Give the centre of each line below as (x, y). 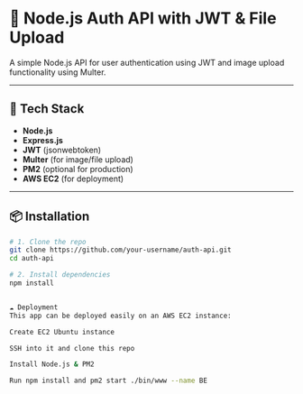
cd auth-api (32, 259)
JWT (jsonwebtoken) (62, 150)
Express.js (42, 140)
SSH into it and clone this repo (72, 348)
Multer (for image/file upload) (78, 159)
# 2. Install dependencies (60, 275)
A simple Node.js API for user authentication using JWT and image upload (147, 62)
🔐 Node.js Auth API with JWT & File (143, 18)
